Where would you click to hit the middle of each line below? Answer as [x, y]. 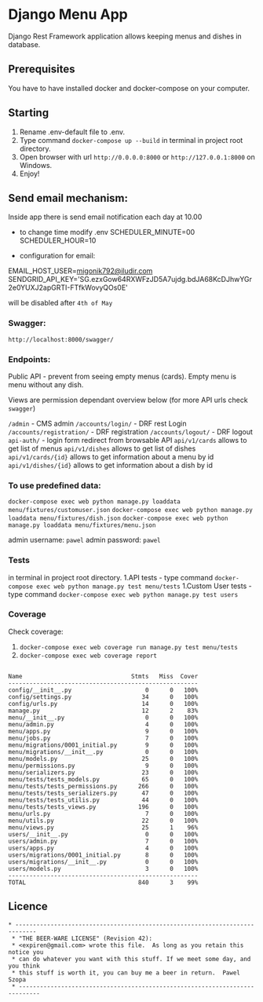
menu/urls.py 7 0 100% [103, 814]
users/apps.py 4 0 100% [103, 848]
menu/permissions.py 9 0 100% [103, 766]
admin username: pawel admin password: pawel [84, 540]
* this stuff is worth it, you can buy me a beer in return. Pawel [126, 973]
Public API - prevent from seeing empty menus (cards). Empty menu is [122, 376]
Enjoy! [29, 174]
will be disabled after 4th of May [60, 303]
